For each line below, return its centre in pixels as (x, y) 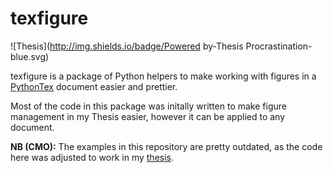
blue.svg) (30, 56)
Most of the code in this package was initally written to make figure (148, 106)
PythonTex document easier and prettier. (94, 86)
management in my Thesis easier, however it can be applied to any (148, 116)
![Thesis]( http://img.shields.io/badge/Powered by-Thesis (127, 46)
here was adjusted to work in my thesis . (92, 157)
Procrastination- (279, 46)
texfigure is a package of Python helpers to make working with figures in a (163, 76)
